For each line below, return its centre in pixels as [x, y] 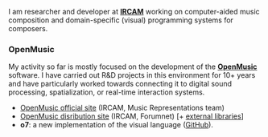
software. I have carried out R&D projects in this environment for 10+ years [132, 75]
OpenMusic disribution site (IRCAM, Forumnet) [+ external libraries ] [132, 116]
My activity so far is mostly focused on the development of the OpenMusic [133, 66]
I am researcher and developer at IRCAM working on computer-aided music [134, 12]
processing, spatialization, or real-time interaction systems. [107, 92]
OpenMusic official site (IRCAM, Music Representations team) [122, 108]
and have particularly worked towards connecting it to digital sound [120, 84]
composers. [28, 28]
